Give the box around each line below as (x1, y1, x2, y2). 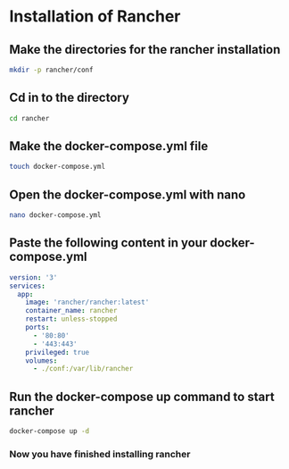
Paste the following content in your (9, 235, 208, 251)
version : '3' (9, 272, 58, 282)
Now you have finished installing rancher (9, 448, 191, 460)
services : (9, 281, 46, 290)
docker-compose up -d (9, 427, 90, 436)
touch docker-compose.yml (9, 163, 105, 172)
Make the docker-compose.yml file (9, 138, 209, 154)
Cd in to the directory (9, 90, 129, 105)
